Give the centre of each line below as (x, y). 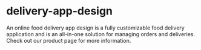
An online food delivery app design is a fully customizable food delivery (95, 28)
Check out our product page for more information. (69, 40)
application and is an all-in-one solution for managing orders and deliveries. (101, 34)
